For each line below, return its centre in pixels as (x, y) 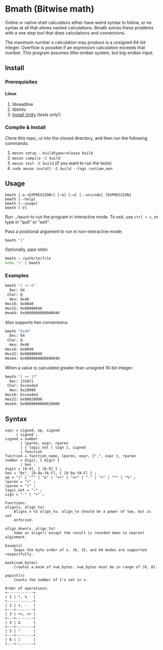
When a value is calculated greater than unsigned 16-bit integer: (69, 367)
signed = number (21, 439)
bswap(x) (14, 546)
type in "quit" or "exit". (27, 222)
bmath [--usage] (21, 203)
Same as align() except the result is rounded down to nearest (79, 533)
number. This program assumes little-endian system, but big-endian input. (80, 53)
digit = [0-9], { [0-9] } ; (34, 469)
